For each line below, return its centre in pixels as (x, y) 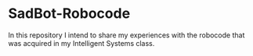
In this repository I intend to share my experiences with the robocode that (127, 35)
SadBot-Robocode (69, 14)
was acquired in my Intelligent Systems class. (81, 43)
